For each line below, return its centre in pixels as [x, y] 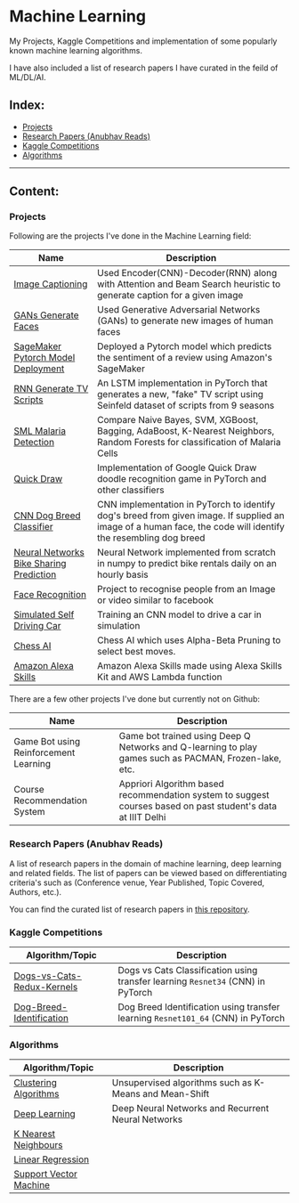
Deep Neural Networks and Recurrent [190, 1109]
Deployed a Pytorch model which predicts [185, 346]
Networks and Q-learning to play [188, 747]
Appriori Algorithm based [171, 784]
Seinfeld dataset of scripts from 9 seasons [186, 405]
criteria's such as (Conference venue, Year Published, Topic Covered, [137, 882]
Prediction [35, 574]
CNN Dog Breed [48, 516]
